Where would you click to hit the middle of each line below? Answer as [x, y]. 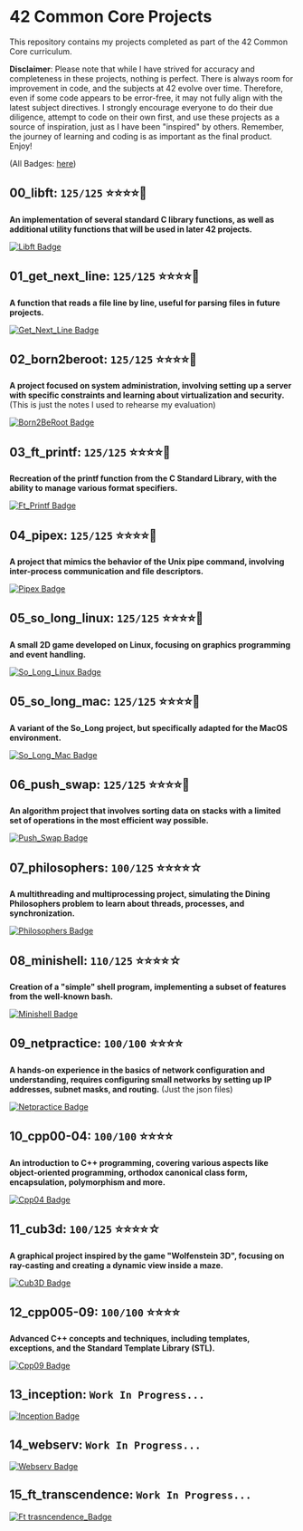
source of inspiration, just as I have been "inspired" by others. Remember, [147, 126]
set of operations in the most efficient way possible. [109, 821]
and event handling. [47, 654]
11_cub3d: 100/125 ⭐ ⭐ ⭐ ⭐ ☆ [85, 1229]
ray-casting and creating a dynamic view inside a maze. [117, 1265]
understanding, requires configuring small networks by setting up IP [141, 1079]
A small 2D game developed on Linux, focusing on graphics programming [150, 644]
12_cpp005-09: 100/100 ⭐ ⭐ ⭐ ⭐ [95, 1312]
